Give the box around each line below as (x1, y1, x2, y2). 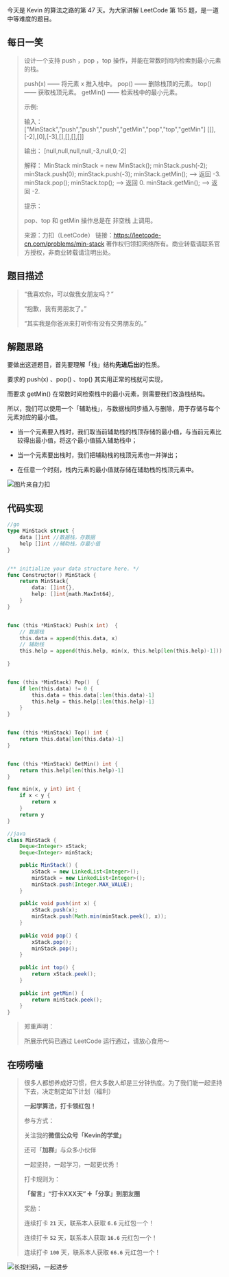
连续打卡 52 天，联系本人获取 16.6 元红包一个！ (23, 1233, 158, 1241)
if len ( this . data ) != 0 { (19, 685, 94, 692)
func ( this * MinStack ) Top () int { (7, 729, 109, 737)
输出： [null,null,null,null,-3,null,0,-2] (23, 147, 127, 155)
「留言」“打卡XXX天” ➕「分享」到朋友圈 (23, 1190, 141, 1198)
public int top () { (19, 964, 75, 971)
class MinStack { (7, 836, 57, 843)
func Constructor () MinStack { (7, 571, 97, 578)
